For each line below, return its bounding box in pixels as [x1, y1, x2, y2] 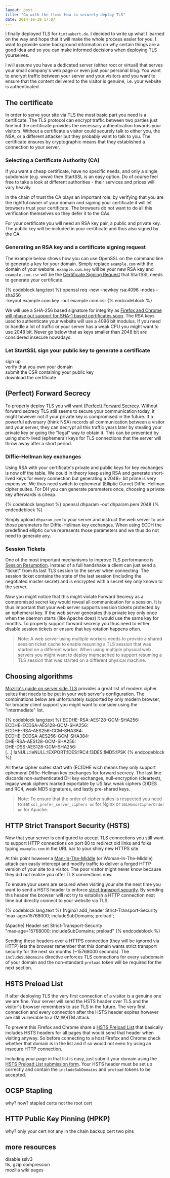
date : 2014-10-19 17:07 [5, 17, 56, 22]
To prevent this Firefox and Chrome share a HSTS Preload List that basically [5, 1024, 163, 1030]
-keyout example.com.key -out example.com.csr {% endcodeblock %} [5, 297, 153, 303]
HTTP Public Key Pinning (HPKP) [5, 1115, 110, 1123]
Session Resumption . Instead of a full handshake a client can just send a [5, 562, 156, 568]
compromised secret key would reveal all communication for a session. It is [5, 599, 162, 605]
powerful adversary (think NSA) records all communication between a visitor [5, 419, 165, 425]
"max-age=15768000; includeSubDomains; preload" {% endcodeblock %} [5, 928, 160, 934]
